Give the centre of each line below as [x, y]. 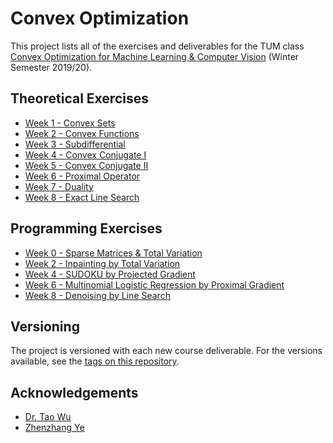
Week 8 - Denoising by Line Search [97, 295]
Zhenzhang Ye [54, 428]
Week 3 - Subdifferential [75, 144]
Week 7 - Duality [59, 186]
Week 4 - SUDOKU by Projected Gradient [110, 274]
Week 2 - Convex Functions [82, 133]
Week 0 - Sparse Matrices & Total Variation [113, 253]
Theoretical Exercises [79, 98]
